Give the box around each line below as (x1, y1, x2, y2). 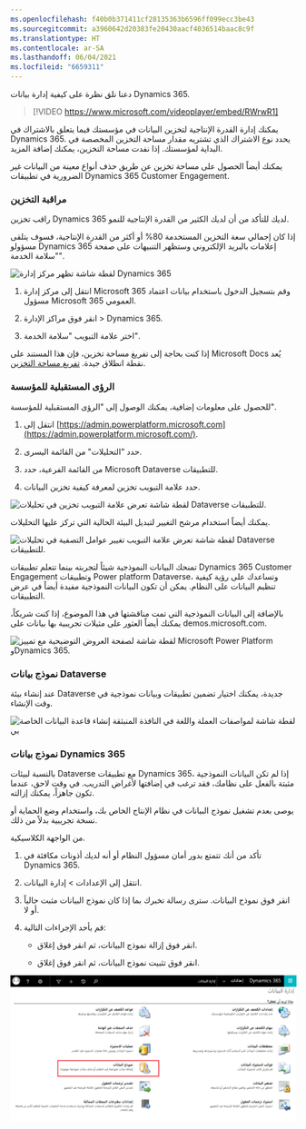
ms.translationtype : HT (10, 34, 101, 43)
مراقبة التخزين (10, 193, 67, 205)
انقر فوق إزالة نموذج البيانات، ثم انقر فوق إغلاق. (36, 940, 198, 951)
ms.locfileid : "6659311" (10, 63, 104, 72)
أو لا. (23, 905, 40, 916)
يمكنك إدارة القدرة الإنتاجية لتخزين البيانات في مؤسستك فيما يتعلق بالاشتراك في (10, 124, 279, 134)
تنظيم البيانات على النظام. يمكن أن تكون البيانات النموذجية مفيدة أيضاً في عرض (10, 580, 276, 591)
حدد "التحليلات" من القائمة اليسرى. (23, 446, 143, 457)
